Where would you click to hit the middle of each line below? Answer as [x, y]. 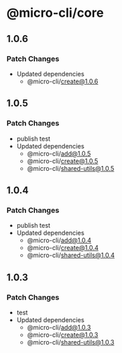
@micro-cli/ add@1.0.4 [59, 240]
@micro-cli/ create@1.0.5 [62, 161]
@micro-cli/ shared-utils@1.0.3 [70, 342]
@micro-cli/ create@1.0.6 [62, 81]
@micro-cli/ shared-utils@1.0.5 [70, 168]
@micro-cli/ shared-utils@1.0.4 [71, 255]
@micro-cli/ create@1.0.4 [63, 248]
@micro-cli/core [55, 13]
